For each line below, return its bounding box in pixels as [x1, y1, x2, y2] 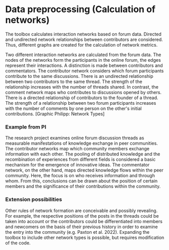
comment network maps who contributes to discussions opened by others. [5, 89, 162, 95]
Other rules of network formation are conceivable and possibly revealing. [5, 207, 158, 214]
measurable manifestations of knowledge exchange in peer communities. [5, 140, 158, 146]
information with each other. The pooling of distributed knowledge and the [5, 151, 160, 157]
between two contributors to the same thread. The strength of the [5, 78, 143, 85]
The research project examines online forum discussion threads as [5, 135, 144, 141]
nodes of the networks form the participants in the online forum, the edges [5, 57, 161, 63]
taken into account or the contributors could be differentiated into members [5, 218, 163, 224]
